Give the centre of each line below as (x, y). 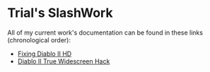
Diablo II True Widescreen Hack (64, 61)
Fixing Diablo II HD (45, 54)
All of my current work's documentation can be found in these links (105, 32)
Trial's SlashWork (60, 13)
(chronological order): (39, 40)
